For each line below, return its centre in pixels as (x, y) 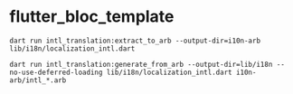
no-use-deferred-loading (56, 72)
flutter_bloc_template (92, 17)
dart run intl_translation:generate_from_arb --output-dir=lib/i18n (141, 64)
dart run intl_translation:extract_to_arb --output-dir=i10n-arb (135, 41)
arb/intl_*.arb (38, 80)
